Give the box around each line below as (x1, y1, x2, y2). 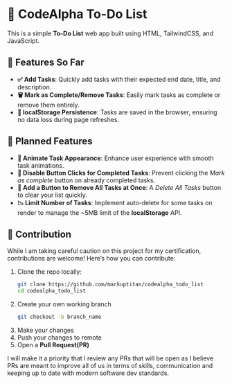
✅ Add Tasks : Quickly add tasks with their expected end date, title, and (17, 75, 221, 83)
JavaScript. (7, 36, 40, 44)
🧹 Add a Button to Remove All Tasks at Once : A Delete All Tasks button (17, 183, 222, 191)
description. (17, 82, 52, 91)
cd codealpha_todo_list (17, 288, 87, 295)
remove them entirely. (17, 101, 80, 109)
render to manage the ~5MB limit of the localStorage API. (17, 208, 182, 217)
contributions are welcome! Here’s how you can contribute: (7, 254, 176, 263)
